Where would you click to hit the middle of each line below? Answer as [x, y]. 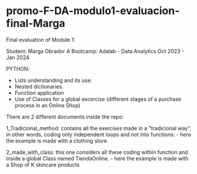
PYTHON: [18, 68]
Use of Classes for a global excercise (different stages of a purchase [98, 99]
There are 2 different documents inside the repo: [65, 117]
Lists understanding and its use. [53, 80]
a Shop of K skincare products [43, 165]
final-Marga [36, 23]
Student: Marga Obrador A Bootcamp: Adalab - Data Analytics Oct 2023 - [95, 51]
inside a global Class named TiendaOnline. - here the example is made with [97, 158]
